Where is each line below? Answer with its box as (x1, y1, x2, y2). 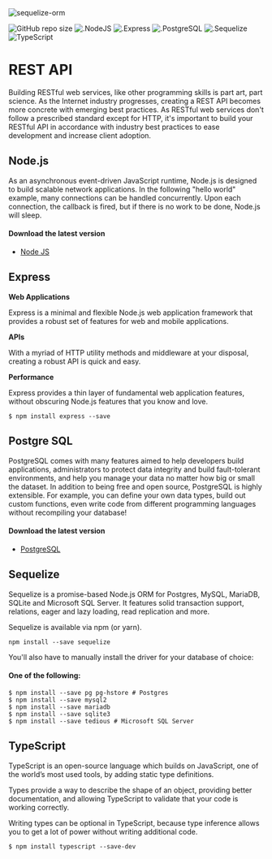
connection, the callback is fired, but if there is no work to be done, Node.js (8, 201, 261, 211)
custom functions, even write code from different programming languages (8, 499, 257, 508)
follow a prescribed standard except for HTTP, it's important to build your (8, 113, 253, 123)
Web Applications (8, 291, 71, 301)
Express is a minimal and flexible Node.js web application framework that (8, 308, 253, 317)
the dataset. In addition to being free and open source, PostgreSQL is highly (8, 481, 262, 491)
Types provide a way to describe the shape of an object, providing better (8, 785, 253, 795)
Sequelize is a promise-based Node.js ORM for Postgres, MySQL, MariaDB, (8, 589, 261, 599)
